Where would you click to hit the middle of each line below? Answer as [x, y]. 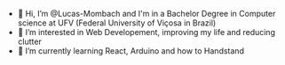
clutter [29, 41]
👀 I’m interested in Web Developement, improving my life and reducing [146, 32]
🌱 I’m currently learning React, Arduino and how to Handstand [131, 51]
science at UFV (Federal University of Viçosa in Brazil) [117, 23]
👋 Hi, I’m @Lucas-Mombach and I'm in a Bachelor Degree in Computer [146, 14]
